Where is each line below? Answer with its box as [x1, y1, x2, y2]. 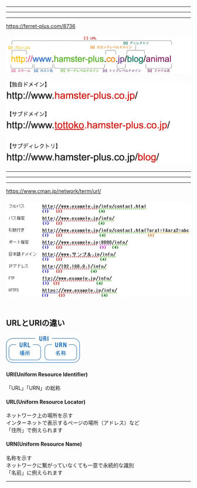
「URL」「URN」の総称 [6, 385, 61, 392]
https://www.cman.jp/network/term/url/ [6, 187, 101, 194]
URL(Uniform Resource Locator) [6, 398, 86, 405]
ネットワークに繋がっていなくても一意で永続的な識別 [6, 462, 134, 469]
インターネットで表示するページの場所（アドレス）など [6, 419, 140, 426]
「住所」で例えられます [6, 426, 63, 434]
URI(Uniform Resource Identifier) [6, 371, 88, 378]
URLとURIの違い [6, 318, 66, 328]
